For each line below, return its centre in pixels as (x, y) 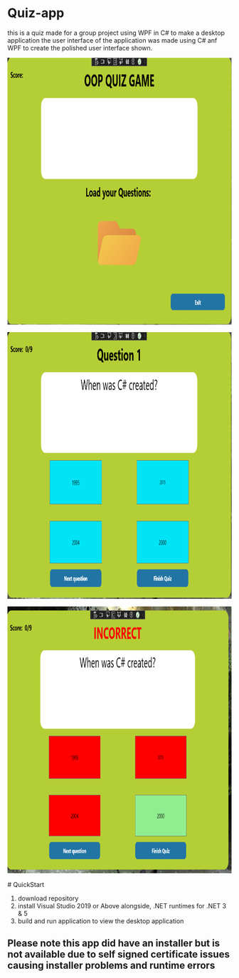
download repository (48, 898)
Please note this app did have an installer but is (114, 944)
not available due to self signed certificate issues (118, 955)
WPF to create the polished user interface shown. (80, 48)
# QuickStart (26, 884)
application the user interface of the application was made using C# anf (112, 40)
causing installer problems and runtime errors (111, 966)
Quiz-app (36, 13)
